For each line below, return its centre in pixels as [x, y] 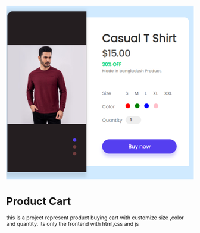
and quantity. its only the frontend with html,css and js [73, 224]
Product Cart [39, 201]
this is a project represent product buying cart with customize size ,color [95, 218]
